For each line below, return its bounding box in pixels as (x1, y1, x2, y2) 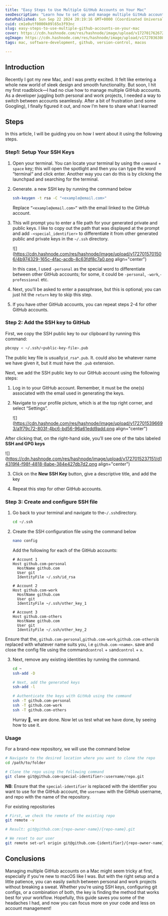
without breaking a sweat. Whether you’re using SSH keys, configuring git (5, 884, 157, 890)
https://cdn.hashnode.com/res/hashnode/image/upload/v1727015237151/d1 (6, 455, 162, 462)
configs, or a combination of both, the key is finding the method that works (5, 889, 159, 895)
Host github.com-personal (12, 561, 66, 566)
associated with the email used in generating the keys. (12, 390, 125, 396)
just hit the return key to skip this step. (12, 292, 92, 298)
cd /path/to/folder (5, 760, 46, 765)
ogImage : (5, 36, 23, 41)
